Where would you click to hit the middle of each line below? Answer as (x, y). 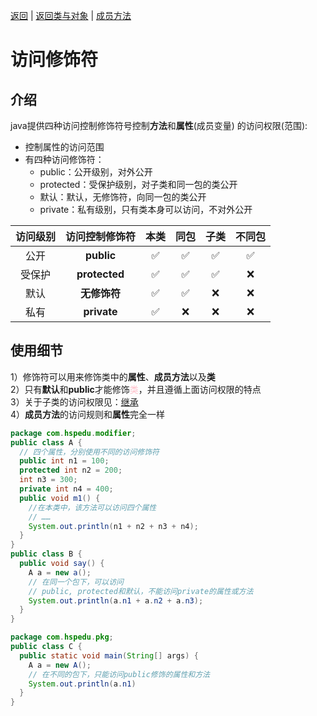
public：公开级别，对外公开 (96, 172)
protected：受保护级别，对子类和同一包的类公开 (138, 184)
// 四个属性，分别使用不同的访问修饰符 (89, 452)
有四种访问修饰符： (64, 159)
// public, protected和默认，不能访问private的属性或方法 (141, 591)
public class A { (46, 442)
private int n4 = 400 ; (66, 489)
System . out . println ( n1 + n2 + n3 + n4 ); (113, 526)
